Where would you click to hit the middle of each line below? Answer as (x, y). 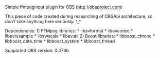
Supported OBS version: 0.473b (37, 51)
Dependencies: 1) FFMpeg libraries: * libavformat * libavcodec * (69, 31)
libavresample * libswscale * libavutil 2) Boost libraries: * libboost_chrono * (80, 36)
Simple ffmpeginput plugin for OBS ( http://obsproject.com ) (64, 7)
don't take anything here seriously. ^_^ (43, 22)
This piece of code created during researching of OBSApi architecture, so (79, 16)
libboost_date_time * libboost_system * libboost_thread (60, 41)
